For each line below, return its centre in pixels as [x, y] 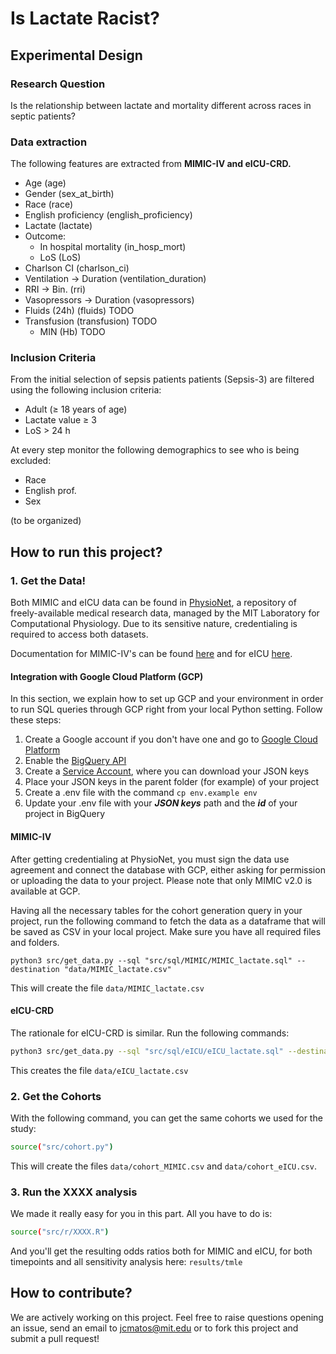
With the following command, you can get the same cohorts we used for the [166, 1118]
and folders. [35, 942]
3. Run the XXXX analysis [74, 1192]
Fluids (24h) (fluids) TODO [79, 311]
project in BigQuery [65, 814]
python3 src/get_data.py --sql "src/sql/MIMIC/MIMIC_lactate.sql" [151, 960]
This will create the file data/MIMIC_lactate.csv [107, 988]
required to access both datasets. [79, 634]
